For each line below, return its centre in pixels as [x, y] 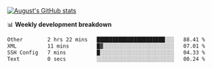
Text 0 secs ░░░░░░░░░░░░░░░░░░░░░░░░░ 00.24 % [106, 59]
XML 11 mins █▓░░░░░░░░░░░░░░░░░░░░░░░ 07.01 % [106, 46]
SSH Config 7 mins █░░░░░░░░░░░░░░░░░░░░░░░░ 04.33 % [106, 52]
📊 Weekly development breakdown [59, 24]
